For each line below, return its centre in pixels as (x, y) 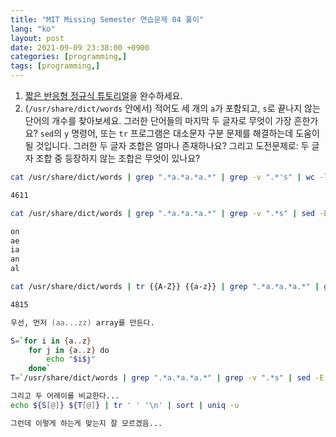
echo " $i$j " (71, 359)
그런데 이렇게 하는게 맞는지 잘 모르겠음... (86, 423)
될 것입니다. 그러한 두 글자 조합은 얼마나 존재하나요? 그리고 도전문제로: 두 (167, 145)
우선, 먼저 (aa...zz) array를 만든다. (82, 322)
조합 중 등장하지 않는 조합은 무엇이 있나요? (118, 158)
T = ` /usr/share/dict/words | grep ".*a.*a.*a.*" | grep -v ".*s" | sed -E (167, 378)
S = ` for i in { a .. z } (51, 341)
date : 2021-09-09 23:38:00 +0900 (80, 47)
